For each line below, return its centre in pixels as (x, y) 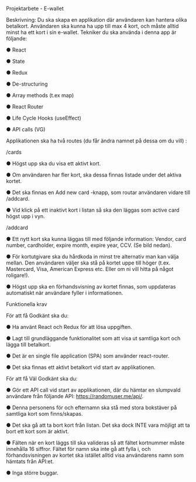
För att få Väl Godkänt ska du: (42, 379)
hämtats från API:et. (30, 461)
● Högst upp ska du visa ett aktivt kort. (54, 163)
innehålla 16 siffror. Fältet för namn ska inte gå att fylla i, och (78, 449)
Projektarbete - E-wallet (35, 9)
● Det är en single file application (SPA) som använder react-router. (88, 356)
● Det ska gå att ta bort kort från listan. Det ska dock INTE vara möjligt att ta (98, 425)
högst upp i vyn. (25, 216)
